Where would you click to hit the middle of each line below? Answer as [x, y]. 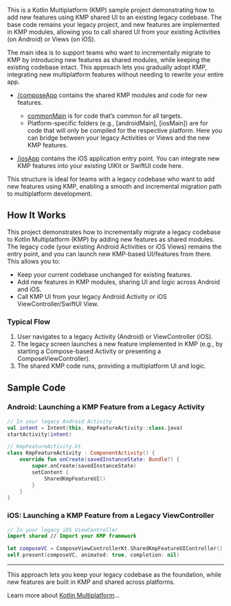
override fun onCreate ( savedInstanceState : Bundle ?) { [100, 460]
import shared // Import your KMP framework [72, 536]
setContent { [51, 472]
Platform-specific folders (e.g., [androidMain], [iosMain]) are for [118, 123]
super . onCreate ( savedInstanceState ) [84, 466]
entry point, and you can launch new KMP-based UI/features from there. [110, 253]
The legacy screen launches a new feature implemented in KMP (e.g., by [120, 344]
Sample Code [36, 387]
